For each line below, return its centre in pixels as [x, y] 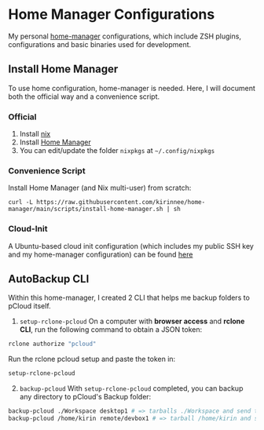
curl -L [21, 202]
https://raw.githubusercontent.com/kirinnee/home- [121, 202]
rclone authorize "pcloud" [52, 344]
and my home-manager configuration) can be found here [101, 254]
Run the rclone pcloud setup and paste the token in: [92, 359]
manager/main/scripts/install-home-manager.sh [86, 210]
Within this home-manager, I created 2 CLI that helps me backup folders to [129, 298]
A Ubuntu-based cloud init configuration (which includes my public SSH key [131, 246]
